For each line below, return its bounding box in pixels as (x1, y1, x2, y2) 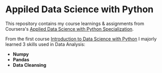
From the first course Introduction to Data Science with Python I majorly (5, 36, 157, 42)
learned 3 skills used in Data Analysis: (5, 41, 86, 47)
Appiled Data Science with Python (5, 4, 154, 15)
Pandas (12, 56, 30, 62)
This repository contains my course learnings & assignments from (5, 20, 145, 27)
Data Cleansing (12, 62, 47, 68)
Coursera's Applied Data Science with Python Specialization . (5, 26, 134, 32)
